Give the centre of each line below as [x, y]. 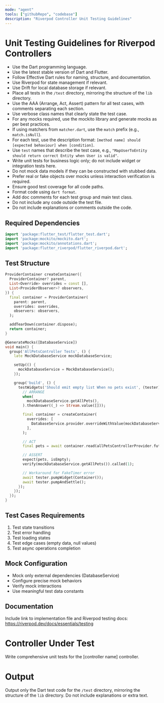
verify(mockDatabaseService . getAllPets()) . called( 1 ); [78, 464]
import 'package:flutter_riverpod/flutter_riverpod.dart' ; [66, 248]
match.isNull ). [27, 135]
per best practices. [31, 124]
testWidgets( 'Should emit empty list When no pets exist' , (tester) [89, 387]
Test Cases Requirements [45, 515]
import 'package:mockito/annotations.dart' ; [51, 243]
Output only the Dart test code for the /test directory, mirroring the [73, 690]
